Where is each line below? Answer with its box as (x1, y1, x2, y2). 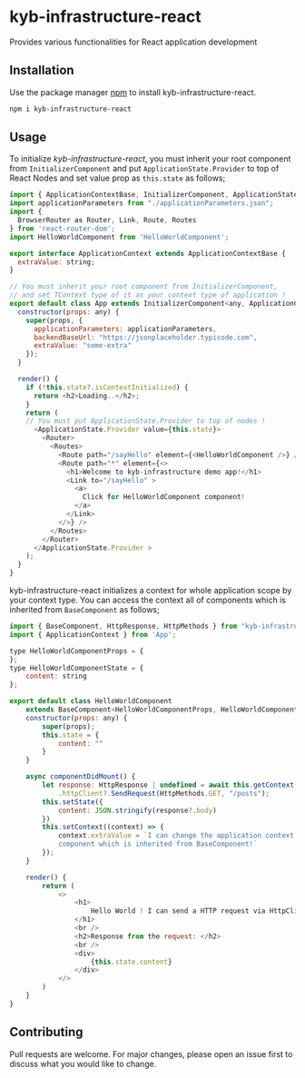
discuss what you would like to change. (9, 1058, 157, 1069)
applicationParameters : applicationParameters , (33, 324, 218, 333)
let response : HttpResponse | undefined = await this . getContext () (42, 780, 302, 790)
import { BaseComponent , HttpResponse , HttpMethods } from (9, 622, 238, 632)
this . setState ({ (42, 797, 103, 807)
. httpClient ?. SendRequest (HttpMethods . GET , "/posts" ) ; (57, 789, 271, 798)
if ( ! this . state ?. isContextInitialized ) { (25, 383, 189, 392)
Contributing (9, 1024, 84, 1040)
